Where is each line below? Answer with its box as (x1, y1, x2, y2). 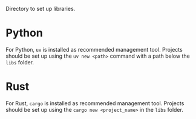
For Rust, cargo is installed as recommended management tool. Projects (5, 99, 185, 107)
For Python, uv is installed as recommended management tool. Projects (5, 46, 183, 53)
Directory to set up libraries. (5, 5, 76, 12)
